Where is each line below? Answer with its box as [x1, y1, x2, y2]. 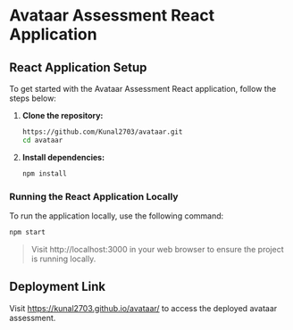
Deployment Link [9, 279, 105, 294]
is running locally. [30, 253, 96, 264]
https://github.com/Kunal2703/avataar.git [21, 128, 183, 136]
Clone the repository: [21, 111, 104, 120]
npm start [9, 227, 46, 236]
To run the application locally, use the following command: [9, 210, 224, 221]
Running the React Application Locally [9, 190, 179, 202]
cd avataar [21, 136, 63, 144]
